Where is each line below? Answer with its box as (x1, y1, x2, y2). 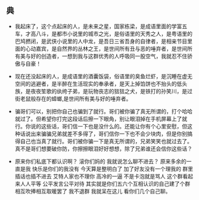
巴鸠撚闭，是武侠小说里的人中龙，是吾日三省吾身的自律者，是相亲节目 (14, 38, 188, 45)
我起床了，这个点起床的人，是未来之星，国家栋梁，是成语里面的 (14, 23, 172, 30)
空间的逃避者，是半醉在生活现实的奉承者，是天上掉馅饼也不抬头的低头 (14, 80, 188, 87)
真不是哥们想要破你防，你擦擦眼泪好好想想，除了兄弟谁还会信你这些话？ (14, 145, 192, 152)
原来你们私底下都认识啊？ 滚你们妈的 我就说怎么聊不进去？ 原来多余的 (14, 158, 186, 165)
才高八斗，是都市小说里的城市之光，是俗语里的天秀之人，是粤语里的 (25, 30, 192, 37)
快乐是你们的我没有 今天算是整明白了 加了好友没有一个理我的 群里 (32, 165, 194, 172)
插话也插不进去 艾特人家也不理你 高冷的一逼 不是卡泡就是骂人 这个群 (14, 173, 183, 180)
